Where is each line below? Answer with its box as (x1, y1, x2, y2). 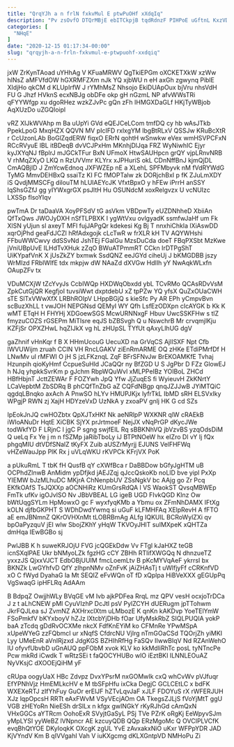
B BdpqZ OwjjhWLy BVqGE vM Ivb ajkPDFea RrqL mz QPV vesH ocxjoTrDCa (7, 591, 225, 600)
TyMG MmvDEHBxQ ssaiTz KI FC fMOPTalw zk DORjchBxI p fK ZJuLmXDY (7, 170, 222, 179)
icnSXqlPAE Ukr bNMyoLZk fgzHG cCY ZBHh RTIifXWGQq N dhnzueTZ (7, 549, 212, 557)
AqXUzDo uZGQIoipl (7, 105, 66, 114)
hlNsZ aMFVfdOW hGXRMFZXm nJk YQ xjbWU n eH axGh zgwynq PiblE (7, 75, 214, 84)
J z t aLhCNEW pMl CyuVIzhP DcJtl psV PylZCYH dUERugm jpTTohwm (7, 599, 211, 607)
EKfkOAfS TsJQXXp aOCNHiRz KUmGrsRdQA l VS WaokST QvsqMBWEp (7, 483, 217, 491)
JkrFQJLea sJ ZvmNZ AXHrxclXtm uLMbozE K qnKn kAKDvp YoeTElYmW (7, 607, 219, 615)
